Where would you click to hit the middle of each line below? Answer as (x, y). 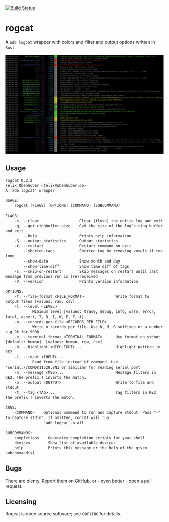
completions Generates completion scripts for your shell (79, 438)
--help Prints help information (77, 236)
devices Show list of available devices (65, 443)
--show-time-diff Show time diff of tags (76, 266)
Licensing (21, 502)
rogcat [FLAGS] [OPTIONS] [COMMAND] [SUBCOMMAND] (67, 205)
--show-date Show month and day (72, 261)
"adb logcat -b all (64, 423)
